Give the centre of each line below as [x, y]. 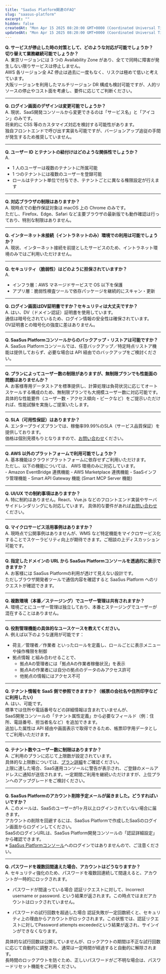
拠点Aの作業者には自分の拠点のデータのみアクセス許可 [75, 670]
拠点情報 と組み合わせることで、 [45, 657]
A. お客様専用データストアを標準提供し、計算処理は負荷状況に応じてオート [82, 386]
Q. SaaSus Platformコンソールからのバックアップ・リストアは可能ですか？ [82, 340]
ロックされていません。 [53, 902]
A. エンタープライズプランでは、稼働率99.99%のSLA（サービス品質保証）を [83, 426]
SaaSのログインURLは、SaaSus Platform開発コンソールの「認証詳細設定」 [81, 833]
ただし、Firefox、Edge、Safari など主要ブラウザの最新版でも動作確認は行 [80, 214]
